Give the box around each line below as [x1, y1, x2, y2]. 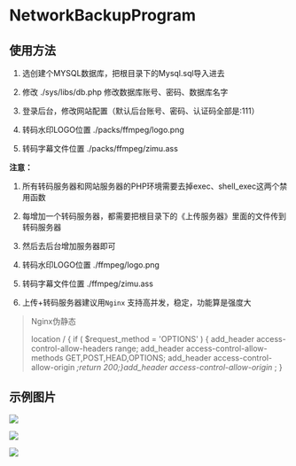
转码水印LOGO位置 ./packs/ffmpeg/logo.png [21, 125, 184, 135]
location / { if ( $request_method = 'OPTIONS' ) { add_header [30, 334, 255, 344]
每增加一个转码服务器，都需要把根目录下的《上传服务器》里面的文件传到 [21, 211, 286, 221]
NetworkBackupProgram [9, 5, 197, 26]
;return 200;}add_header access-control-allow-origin [76, 362, 273, 372]
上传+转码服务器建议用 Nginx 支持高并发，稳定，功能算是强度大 [21, 298, 252, 307]
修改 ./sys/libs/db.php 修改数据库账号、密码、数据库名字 [21, 87, 229, 97]
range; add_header [114, 343, 184, 353]
